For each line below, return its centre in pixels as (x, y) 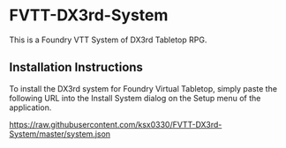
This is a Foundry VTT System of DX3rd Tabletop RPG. (108, 40)
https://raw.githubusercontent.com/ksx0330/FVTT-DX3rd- (116, 124)
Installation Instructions (76, 67)
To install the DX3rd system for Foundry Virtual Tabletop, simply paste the (143, 88)
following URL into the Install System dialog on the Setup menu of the (135, 98)
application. (30, 107)
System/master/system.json (60, 134)
